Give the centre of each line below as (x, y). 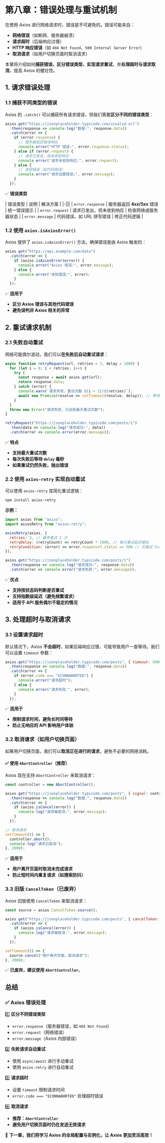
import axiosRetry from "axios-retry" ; (46, 524)
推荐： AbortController (35, 1118)
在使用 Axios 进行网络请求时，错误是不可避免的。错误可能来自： (70, 25)
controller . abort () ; (30, 839)
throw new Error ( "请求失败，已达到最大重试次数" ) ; (57, 410)
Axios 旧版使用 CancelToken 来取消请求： (46, 901)
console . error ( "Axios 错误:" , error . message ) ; (66, 265)
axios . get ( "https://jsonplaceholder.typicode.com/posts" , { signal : (77, 793)
